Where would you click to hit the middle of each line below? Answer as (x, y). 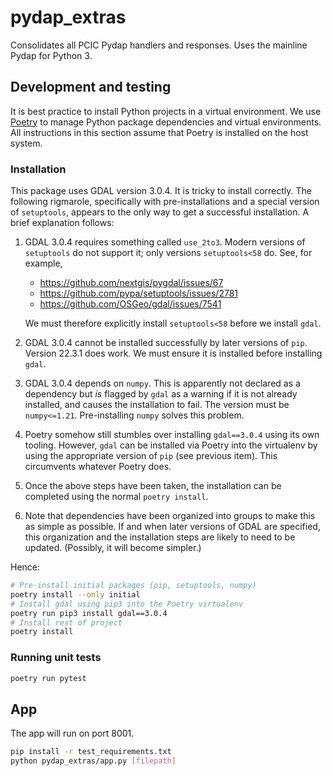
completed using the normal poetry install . (116, 497)
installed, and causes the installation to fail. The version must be (157, 405)
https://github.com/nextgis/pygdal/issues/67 (131, 283)
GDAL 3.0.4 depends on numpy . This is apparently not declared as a (162, 383)
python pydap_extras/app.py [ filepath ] (93, 761)
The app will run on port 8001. (72, 733)
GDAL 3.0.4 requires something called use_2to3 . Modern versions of (165, 242)
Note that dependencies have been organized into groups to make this (170, 516)
